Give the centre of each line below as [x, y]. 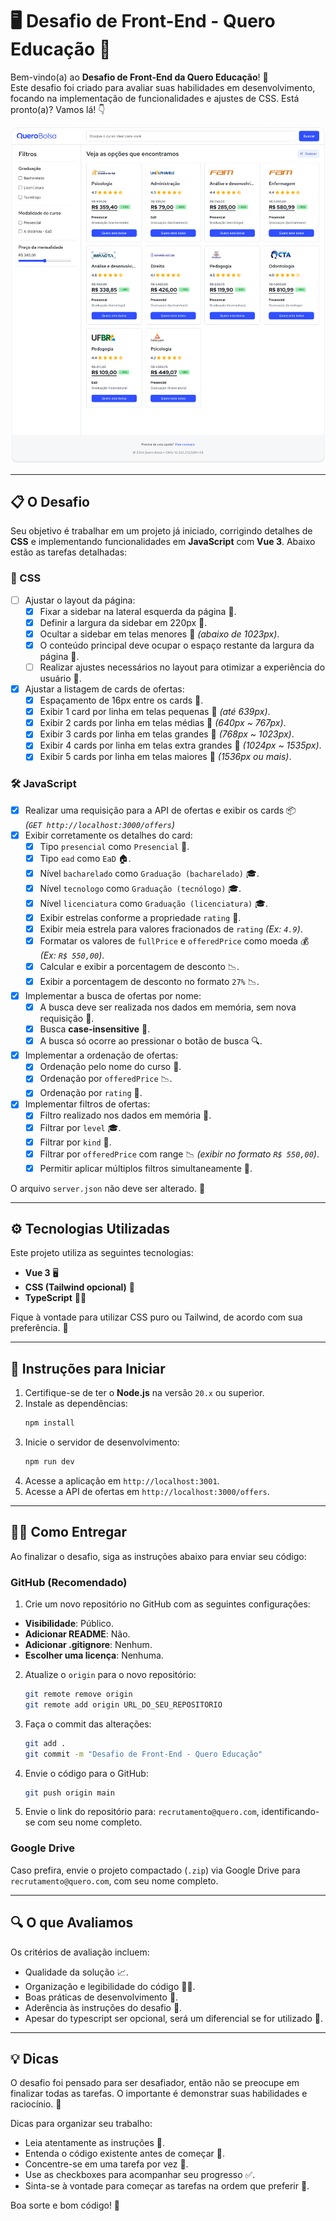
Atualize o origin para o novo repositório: [110, 1675]
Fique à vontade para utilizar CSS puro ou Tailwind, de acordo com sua [156, 1317]
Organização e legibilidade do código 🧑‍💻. [110, 1986]
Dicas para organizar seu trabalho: [81, 2124]
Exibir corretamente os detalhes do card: [108, 835]
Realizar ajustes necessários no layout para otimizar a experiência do [182, 667]
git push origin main [69, 1793]
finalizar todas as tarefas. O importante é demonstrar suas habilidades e [159, 2094]
